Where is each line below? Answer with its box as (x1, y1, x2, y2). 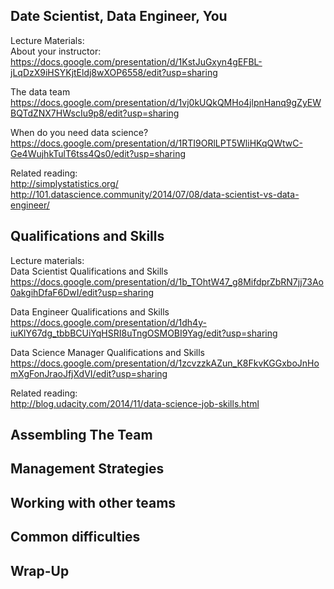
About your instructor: (10, 45, 102, 57)
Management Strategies (10, 460, 165, 478)
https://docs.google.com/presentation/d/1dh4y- (10, 316, 207, 328)
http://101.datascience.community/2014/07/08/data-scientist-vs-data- (10, 188, 300, 200)
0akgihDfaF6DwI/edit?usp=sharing (10, 286, 155, 298)
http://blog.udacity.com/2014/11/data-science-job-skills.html (10, 397, 260, 409)
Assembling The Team (10, 427, 153, 444)
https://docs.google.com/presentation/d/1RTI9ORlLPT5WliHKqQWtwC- (10, 137, 303, 149)
